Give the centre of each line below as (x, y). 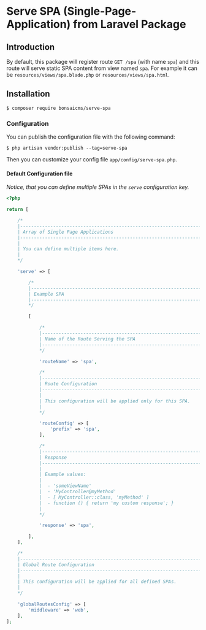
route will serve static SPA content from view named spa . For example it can (102, 68)
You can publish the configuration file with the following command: (91, 137)
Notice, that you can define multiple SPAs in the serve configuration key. (98, 187)
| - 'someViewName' (65, 486)
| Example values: (63, 474)
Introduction (31, 47)
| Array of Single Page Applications (66, 232)
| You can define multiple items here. (68, 249)
